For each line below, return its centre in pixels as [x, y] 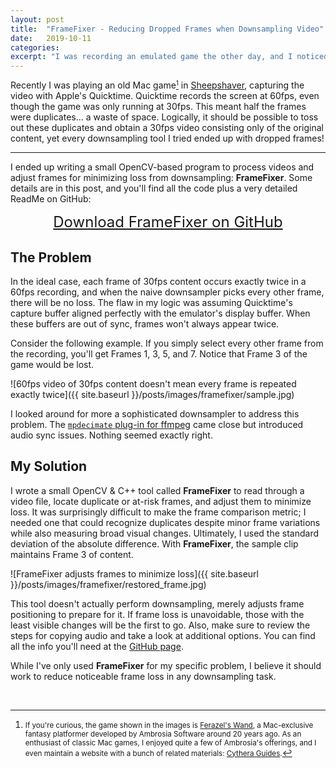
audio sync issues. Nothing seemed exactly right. [111, 435]
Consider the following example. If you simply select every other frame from [167, 343]
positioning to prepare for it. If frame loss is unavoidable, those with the [157, 614]
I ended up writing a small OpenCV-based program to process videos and [162, 167]
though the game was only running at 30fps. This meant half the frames [158, 107]
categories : [35, 47]
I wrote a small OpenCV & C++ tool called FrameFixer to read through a [157, 490]
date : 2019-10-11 [51, 38]
